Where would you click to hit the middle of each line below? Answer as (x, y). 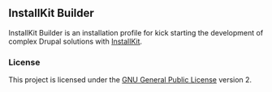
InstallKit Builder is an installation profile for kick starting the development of (136, 32)
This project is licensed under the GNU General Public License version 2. (130, 80)
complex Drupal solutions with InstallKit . (76, 41)
